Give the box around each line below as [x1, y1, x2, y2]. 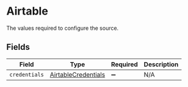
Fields [6, 42, 31, 52]
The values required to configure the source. [6, 24, 119, 32]
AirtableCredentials [49, 70, 106, 78]
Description [143, 60, 179, 68]
